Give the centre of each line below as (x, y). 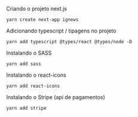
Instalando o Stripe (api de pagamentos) (56, 97)
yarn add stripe (26, 108)
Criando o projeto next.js (37, 9)
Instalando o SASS (29, 53)
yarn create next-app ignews (42, 20)
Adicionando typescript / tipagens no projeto (61, 31)
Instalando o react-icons (36, 75)
